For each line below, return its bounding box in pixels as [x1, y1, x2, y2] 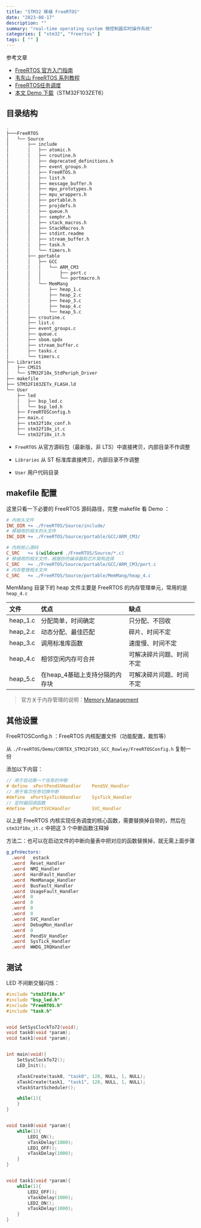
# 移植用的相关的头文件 [6, 528, 57, 534]
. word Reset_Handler [11, 861, 66, 867]
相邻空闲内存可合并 [41, 655, 95, 663]
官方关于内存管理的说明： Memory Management [20, 696, 139, 703]
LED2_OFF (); [28, 1189, 58, 1195]
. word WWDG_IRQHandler [11, 944, 71, 950]
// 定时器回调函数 [6, 799, 46, 806]
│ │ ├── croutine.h [6, 152, 77, 159]
